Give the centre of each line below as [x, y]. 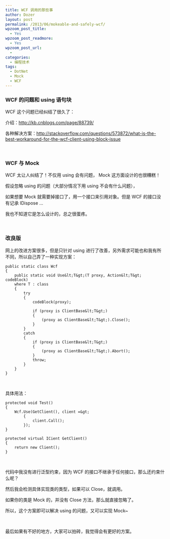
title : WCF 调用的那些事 [29, 10]
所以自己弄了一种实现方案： [47, 257]
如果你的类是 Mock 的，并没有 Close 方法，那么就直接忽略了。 [71, 500]
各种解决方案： [21, 133]
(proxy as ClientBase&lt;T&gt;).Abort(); [86, 351]
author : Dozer [20, 15]
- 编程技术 [20, 62]
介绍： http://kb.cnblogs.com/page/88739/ [49, 123]
